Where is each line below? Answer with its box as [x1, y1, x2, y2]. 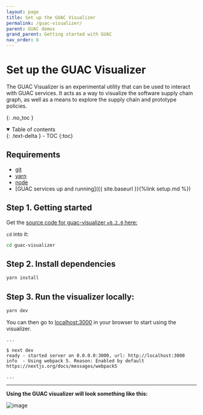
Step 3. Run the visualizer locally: [6, 292, 135, 302]
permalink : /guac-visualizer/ [6, 20, 83, 26]
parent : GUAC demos [6, 25, 56, 32]
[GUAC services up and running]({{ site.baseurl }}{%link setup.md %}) [14, 185, 192, 192]
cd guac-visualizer [6, 242, 56, 248]
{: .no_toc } [6, 114, 34, 121]
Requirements [6, 149, 60, 160]
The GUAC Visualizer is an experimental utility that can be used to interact [6, 83, 190, 90]
